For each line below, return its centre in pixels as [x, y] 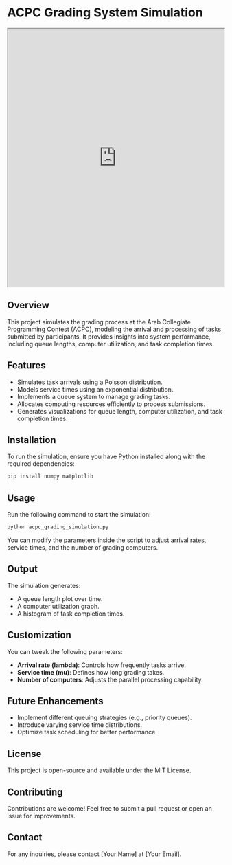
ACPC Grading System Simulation [105, 13]
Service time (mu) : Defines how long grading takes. [91, 672]
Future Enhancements [56, 701]
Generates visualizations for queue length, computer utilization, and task [119, 411]
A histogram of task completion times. [71, 614]
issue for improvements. [41, 816]
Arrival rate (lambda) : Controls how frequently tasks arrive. [102, 665]
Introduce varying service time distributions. [80, 725]
